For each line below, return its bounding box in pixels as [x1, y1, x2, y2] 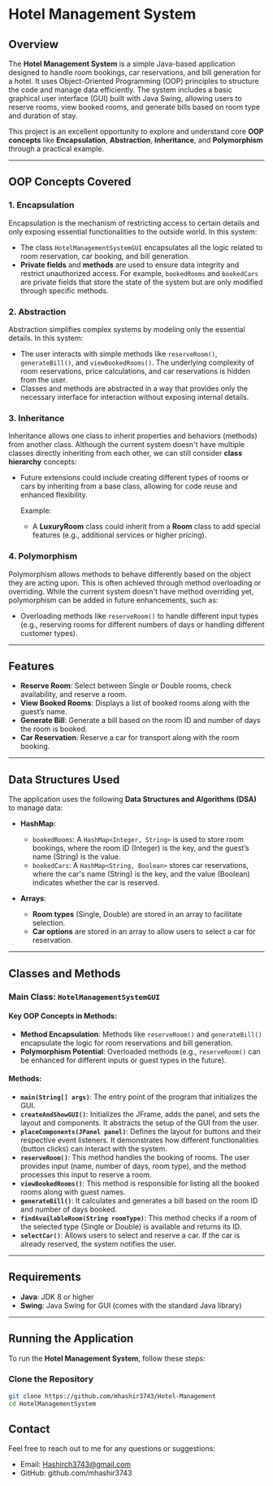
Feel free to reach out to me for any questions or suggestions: [8, 1444, 215, 1453]
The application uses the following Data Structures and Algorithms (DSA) [8, 795, 258, 804]
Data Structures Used [8, 773, 120, 787]
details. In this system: [8, 333, 84, 343]
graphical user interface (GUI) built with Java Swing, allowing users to [8, 94, 242, 103]
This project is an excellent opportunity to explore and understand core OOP [8, 127, 264, 136]
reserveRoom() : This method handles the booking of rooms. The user [19, 1152, 250, 1162]
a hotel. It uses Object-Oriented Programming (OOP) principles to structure [8, 77, 259, 85]
